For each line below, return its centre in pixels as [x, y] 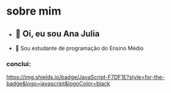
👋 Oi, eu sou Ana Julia [57, 34]
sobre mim [34, 11]
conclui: [19, 64]
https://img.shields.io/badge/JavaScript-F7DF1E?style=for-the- [85, 77]
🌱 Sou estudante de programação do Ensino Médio [79, 48]
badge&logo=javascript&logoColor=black [58, 84]
